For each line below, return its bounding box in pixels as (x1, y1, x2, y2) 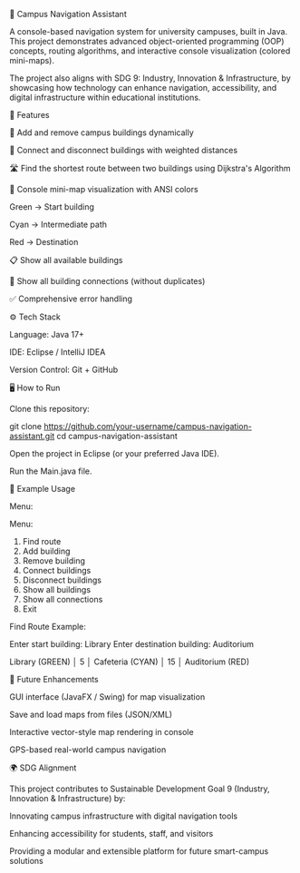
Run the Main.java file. (9, 466, 92, 476)
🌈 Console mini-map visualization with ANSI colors (9, 184, 198, 194)
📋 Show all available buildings (9, 255, 123, 265)
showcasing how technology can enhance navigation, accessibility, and (9, 83, 277, 93)
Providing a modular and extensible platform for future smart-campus (9, 846, 269, 857)
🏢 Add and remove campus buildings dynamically (9, 127, 195, 138)
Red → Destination (9, 237, 79, 247)
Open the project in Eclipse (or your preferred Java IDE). (9, 448, 220, 458)
